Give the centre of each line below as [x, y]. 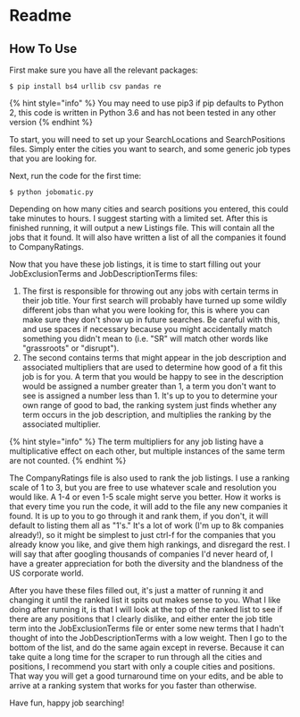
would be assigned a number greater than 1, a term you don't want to [149, 386]
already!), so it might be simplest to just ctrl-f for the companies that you [143, 535]
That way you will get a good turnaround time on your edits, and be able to [146, 676]
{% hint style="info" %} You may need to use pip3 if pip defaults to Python [146, 103]
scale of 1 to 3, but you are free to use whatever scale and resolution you [143, 487]
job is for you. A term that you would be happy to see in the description [153, 376]
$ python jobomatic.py [51, 192]
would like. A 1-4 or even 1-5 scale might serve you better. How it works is [145, 497]
